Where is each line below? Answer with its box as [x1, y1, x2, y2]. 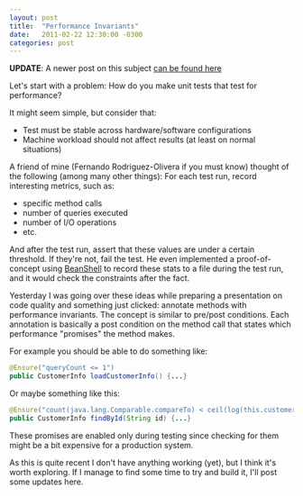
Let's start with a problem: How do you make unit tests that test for [9, 80, 257, 91]
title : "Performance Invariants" [9, 22, 140, 31]
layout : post [9, 13, 59, 23]
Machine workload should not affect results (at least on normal [22, 134, 256, 145]
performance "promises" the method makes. [9, 329, 176, 339]
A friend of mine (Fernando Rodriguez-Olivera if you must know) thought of [9, 161, 289, 172]
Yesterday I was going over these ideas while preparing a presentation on [9, 290, 282, 302]
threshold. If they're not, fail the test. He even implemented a [9, 254, 234, 265]
